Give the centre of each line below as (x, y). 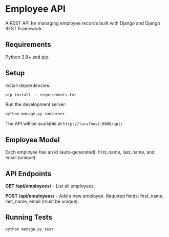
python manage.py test (29, 229)
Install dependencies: (28, 85)
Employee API (35, 9)
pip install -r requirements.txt (41, 95)
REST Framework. (24, 28)
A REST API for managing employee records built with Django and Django (83, 23)
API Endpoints (28, 174)
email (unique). (21, 158)
